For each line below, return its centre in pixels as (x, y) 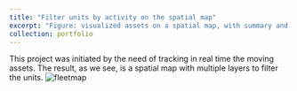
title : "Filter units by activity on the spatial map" (113, 17)
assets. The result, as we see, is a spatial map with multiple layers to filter (144, 68)
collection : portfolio (51, 34)
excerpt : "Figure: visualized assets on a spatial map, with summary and (149, 26)
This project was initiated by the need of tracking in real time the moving (141, 59)
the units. (26, 78)
